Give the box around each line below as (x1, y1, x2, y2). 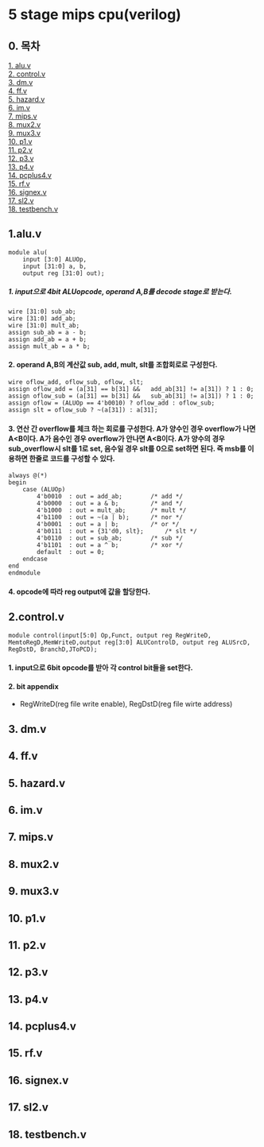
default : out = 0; (37, 548, 105, 556)
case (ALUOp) (22, 486, 66, 494)
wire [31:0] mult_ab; (8, 321, 80, 329)
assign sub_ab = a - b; (8, 328, 87, 336)
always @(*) (8, 471, 48, 480)
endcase (22, 555, 48, 564)
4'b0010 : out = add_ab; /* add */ (37, 493, 183, 501)
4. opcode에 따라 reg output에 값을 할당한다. (8, 587, 151, 596)
